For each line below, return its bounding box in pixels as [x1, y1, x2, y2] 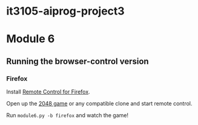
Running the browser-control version [6, 56, 150, 66]
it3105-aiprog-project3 [6, 4, 125, 18]
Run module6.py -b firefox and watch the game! [6, 112, 129, 119]
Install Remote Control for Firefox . [6, 88, 90, 95]
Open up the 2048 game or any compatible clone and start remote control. [6, 100, 193, 107]
